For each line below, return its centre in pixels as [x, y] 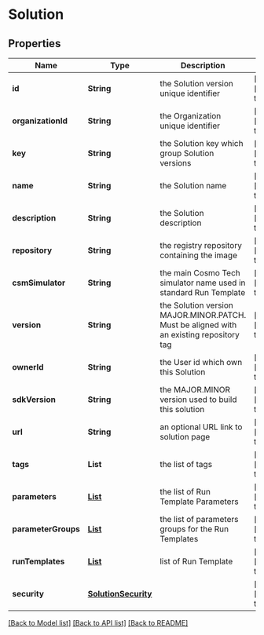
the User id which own [201, 362]
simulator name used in [203, 283]
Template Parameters [199, 502]
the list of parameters [199, 519]
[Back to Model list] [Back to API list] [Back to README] [98, 623]
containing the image [199, 255]
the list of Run [185, 492]
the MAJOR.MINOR [195, 390]
